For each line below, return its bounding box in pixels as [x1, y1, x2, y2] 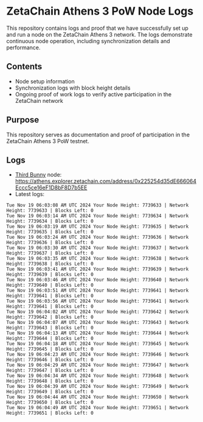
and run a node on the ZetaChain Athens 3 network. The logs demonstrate [6, 30, 193, 38]
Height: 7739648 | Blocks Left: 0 [6, 378, 94, 384]
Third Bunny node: [15, 171, 62, 178]
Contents [6, 62, 43, 72]
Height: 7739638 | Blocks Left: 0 [6, 261, 94, 267]
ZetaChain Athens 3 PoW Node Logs [6, 4, 194, 18]
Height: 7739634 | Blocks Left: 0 [6, 218, 94, 225]
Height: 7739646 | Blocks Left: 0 [6, 357, 94, 363]
